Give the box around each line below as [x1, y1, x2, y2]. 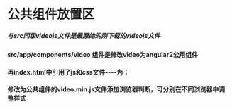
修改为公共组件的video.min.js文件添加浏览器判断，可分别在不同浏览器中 [7, 85, 219, 94]
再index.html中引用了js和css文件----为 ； [7, 68, 130, 76]
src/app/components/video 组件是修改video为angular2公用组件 [7, 51, 199, 59]
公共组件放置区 [7, 6, 95, 23]
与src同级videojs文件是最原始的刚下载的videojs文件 [7, 31, 161, 39]
